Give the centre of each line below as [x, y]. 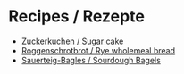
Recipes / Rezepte [76, 16]
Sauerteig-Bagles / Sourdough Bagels [91, 60]
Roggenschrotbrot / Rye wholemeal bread [98, 50]
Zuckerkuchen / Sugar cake [72, 41]
